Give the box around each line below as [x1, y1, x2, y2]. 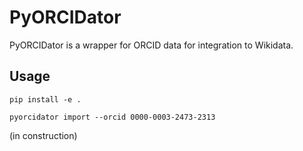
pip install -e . [9, 94, 82, 105]
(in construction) [9, 129, 78, 141]
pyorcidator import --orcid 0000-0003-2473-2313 [9, 112, 216, 122]
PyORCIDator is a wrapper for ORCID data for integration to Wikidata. [9, 39, 294, 51]
